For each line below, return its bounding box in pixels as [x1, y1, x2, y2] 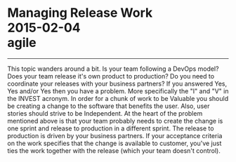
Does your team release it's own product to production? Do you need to [7, 72, 215, 80]
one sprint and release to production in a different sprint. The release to [7, 124, 214, 133]
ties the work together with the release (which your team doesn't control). [7, 146, 221, 155]
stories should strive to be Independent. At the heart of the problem [7, 109, 203, 117]
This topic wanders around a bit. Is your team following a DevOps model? [7, 65, 219, 73]
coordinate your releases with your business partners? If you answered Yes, [7, 79, 227, 88]
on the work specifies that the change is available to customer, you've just [7, 139, 222, 147]
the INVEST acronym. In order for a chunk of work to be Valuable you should [7, 94, 229, 102]
